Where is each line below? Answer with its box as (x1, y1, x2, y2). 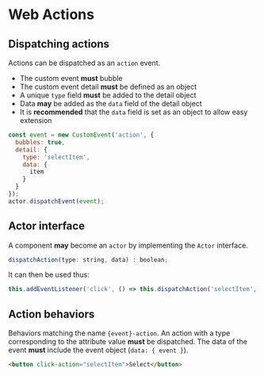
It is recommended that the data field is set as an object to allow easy (19, 107, 248, 117)
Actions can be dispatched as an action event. (8, 58, 161, 67)
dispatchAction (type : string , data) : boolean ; (8, 255, 169, 263)
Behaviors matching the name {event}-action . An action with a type (8, 328, 231, 338)
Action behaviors (8, 307, 95, 320)
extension (19, 116, 52, 125)
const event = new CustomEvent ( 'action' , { (8, 131, 155, 139)
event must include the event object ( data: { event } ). (8, 345, 189, 355)
